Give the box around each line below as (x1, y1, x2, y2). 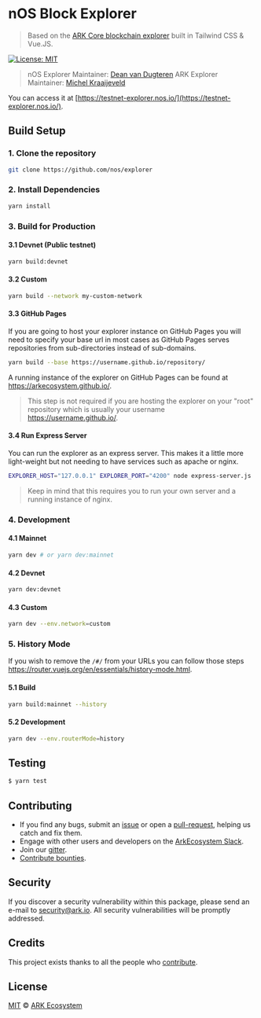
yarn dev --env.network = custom (8, 620, 111, 628)
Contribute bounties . (19, 854, 86, 863)
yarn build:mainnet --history (8, 700, 108, 708)
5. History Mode (8, 638, 71, 649)
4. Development (8, 514, 71, 525)
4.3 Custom (8, 602, 47, 612)
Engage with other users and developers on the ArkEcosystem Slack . (19, 836, 244, 846)
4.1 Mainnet (8, 534, 47, 543)
